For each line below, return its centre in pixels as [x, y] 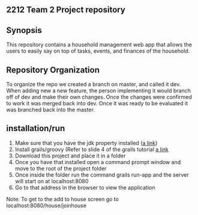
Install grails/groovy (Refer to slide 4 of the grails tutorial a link [92, 149]
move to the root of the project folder [61, 168]
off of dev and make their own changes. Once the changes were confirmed [99, 97]
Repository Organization [53, 70]
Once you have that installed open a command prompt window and [98, 162]
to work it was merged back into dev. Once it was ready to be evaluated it [97, 104]
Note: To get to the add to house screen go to [62, 199]
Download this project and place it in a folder [70, 156]
